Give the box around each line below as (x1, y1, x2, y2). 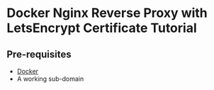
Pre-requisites (6, 48, 72, 60)
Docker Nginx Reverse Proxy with (6, 5, 208, 21)
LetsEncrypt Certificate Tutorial (6, 20, 197, 36)
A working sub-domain (16, 74, 84, 83)
